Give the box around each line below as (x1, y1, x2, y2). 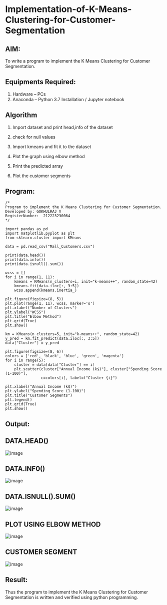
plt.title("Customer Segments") (5, 393, 72, 398)
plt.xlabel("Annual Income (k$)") (5, 384, 77, 389)
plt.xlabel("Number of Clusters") (5, 305, 77, 311)
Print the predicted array (12, 163, 63, 169)
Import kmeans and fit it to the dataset (12, 144, 91, 150)
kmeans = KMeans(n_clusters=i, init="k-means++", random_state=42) (14, 279, 157, 284)
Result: (5, 575, 28, 584)
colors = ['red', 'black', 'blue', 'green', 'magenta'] (5, 354, 124, 359)
